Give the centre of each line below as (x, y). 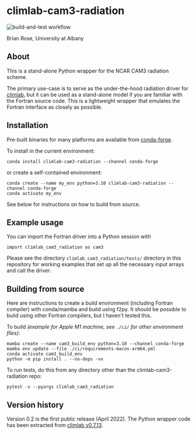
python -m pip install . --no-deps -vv (55, 359)
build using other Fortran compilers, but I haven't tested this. (79, 316)
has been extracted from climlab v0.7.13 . (55, 425)
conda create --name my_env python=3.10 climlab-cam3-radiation (86, 183)
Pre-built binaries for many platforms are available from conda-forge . (90, 139)
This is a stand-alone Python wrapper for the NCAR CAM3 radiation (88, 71)
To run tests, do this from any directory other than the (71, 370)
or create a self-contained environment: (55, 172)
